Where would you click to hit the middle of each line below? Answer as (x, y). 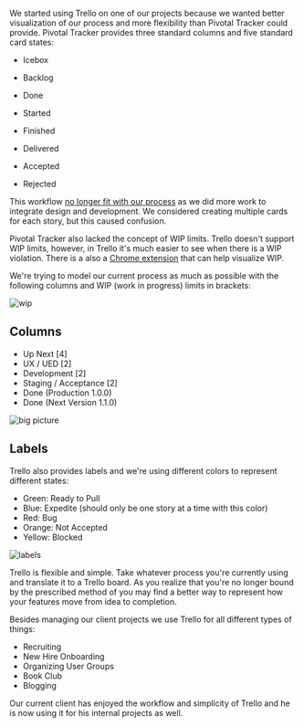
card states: (32, 42)
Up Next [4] (45, 353)
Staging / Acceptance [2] (70, 383)
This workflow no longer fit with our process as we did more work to (138, 201)
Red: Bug (40, 517)
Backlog (38, 78)
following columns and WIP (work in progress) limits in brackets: (130, 285)
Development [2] (54, 373)
